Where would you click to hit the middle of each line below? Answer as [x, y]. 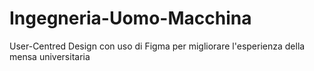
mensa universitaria [50, 56]
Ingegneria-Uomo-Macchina [130, 18]
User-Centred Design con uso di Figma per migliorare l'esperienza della [157, 46]
